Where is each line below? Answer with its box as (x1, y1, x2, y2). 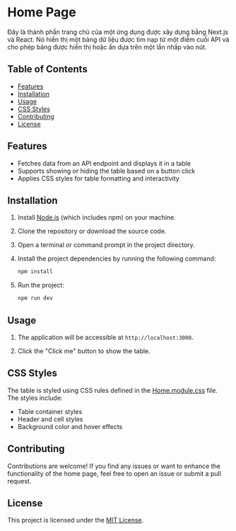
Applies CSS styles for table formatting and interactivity (17, 174, 180, 183)
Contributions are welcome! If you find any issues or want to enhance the (7, 462, 221, 470)
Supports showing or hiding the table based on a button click (17, 166, 196, 175)
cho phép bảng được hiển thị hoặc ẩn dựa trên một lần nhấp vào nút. (7, 42, 207, 51)
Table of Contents (7, 63, 88, 75)
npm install (17, 268, 53, 275)
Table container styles (17, 407, 83, 416)
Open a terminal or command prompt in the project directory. (17, 241, 196, 249)
